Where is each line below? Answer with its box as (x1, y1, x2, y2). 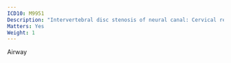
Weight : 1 (7, 29, 36, 36)
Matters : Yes (7, 23, 45, 29)
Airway (7, 48, 27, 56)
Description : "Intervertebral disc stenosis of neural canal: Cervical (7, 16, 217, 23)
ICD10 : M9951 (7, 10, 45, 17)
